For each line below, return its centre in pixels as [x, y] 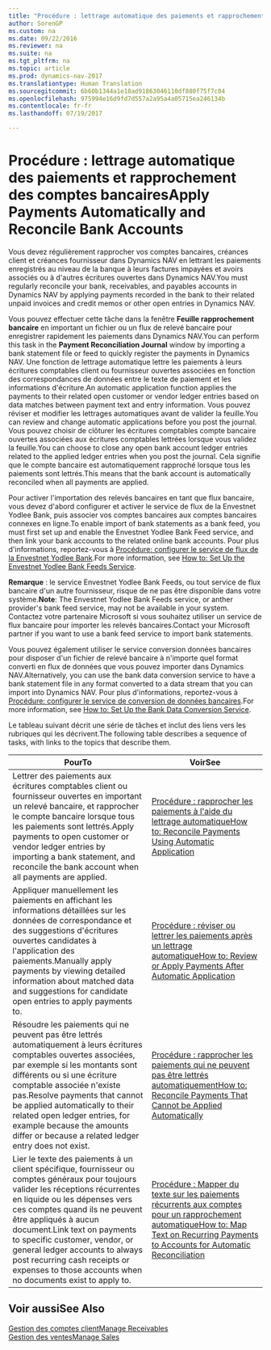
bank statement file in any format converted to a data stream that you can [131, 683]
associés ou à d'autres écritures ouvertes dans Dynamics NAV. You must [128, 277]
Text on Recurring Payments [205, 1234]
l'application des [44, 951]
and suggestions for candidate [70, 991]
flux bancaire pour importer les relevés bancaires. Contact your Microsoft [129, 625]
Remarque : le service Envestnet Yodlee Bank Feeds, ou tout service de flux [135, 582]
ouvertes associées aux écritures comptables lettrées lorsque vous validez [133, 439]
